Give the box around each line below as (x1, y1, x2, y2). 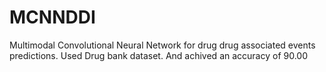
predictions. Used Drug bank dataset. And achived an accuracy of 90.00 (9, 49, 309, 61)
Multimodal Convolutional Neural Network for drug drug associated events (9, 39, 316, 51)
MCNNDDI (9, 6, 96, 29)
